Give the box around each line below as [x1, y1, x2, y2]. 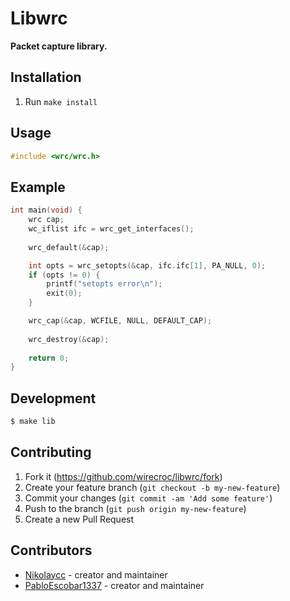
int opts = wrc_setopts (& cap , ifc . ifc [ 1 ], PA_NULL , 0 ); [28, 260, 267, 271]
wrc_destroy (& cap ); [28, 334, 110, 344]
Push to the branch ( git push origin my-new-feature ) [24, 502, 247, 514]
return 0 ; [28, 353, 70, 363]
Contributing [10, 444, 92, 461]
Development [10, 390, 97, 407]
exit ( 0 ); [46, 288, 83, 299]
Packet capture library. [10, 40, 108, 52]
